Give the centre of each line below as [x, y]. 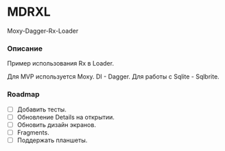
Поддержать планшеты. [52, 140]
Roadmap [23, 94]
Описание [25, 49]
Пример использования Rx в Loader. [61, 64]
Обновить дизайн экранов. [56, 124]
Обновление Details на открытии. [66, 117]
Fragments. [33, 132]
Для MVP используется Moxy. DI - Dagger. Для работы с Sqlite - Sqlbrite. [113, 77]
